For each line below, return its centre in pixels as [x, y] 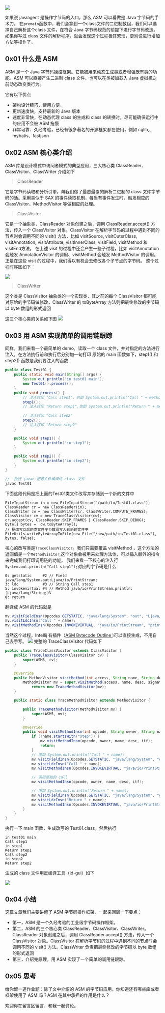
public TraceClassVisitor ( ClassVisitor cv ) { [61, 655]
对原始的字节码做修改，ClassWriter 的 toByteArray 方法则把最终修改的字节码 [82, 302]
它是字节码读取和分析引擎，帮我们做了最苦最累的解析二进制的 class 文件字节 [82, 191]
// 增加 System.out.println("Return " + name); [80, 791]
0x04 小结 [21, 899]
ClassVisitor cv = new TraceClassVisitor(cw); [54, 516]
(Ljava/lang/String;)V [28, 593]
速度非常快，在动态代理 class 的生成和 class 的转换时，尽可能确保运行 [83, 117]
